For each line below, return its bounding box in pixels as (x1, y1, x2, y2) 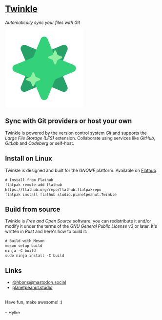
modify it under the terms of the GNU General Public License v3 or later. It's (5, 223, 158, 229)
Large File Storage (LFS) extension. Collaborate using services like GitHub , (5, 135, 156, 141)
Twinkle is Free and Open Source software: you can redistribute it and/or (5, 218, 151, 224)
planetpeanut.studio (12, 284, 53, 291)
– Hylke (5, 310, 20, 316)
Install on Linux (5, 155, 52, 163)
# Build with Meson (5, 239, 45, 243)
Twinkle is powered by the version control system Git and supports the (5, 130, 147, 136)
